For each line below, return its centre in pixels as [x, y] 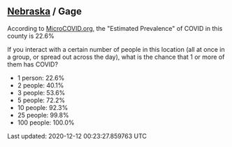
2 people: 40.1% [41, 85]
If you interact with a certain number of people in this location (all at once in [116, 49]
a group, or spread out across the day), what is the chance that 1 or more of [116, 57]
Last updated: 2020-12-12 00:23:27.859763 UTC [77, 136]
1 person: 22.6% [41, 78]
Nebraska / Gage [45, 12]
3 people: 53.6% [41, 92]
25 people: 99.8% [43, 115]
